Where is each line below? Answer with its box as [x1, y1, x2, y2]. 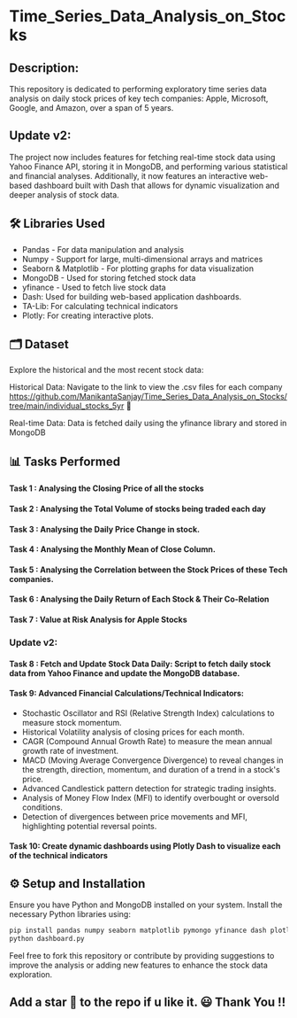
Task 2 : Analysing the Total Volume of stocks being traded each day [9, 503, 267, 515]
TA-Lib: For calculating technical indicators [21, 300, 179, 311]
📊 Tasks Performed [9, 454, 121, 469]
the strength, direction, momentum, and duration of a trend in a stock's [21, 764, 280, 774]
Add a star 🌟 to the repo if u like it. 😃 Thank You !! [9, 995, 286, 1010]
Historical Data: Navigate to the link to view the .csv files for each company [9, 382, 283, 392]
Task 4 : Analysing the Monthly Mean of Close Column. [9, 544, 217, 555]
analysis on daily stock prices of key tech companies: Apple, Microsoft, [9, 93, 269, 104]
